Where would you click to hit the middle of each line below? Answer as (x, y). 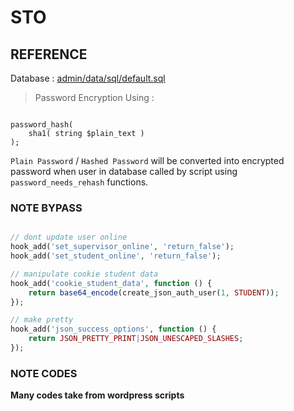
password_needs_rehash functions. (79, 182)
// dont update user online (69, 237)
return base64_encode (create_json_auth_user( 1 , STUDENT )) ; (154, 292)
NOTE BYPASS (46, 208)
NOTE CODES (44, 373)
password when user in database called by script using (124, 171)
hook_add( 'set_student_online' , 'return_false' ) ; (116, 256)
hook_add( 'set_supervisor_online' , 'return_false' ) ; (122, 247)
